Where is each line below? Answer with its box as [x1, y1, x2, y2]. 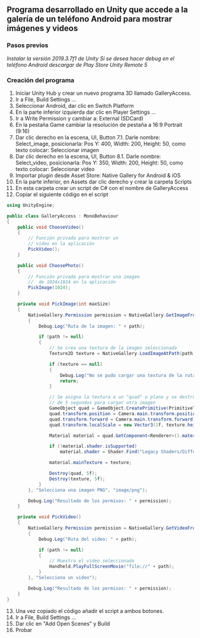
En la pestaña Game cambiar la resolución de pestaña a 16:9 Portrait [15, 121, 183, 128]
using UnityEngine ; [7, 202, 55, 208]
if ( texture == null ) [49, 361, 103, 367]
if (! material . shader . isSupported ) [49, 443, 137, 449]
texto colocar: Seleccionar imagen [15, 146, 100, 154]
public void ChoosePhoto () [17, 262, 84, 269]
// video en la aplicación [28, 241, 95, 247]
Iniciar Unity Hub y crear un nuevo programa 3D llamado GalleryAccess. [15, 89, 192, 97]
